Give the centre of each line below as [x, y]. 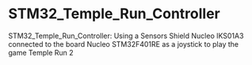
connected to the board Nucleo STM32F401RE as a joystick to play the [124, 44]
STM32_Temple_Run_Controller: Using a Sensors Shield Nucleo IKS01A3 [126, 36]
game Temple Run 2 [41, 52]
